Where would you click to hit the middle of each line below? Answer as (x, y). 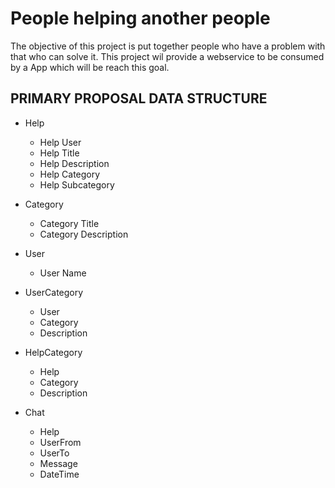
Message (58, 463)
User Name (63, 273)
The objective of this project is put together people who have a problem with (168, 46)
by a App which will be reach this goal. (90, 67)
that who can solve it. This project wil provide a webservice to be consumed (167, 56)
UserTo (54, 453)
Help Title (59, 153)
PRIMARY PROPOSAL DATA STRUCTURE (139, 98)
